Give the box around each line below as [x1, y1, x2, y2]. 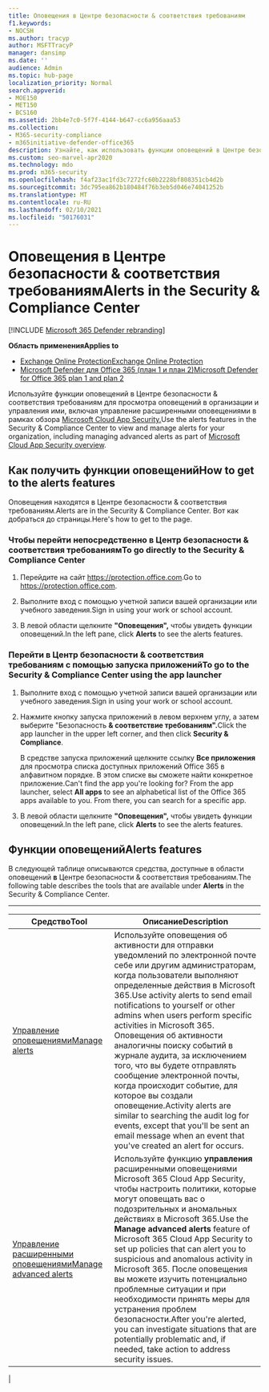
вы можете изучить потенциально [114, 1273, 247, 1284]
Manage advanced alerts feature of [114, 1224, 251, 1235]
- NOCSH [8, 26, 34, 34]
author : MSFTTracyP [8, 42, 74, 50]
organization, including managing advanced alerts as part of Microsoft [8, 432, 240, 441]
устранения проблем [114, 1304, 197, 1315]
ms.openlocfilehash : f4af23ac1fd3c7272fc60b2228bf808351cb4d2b [8, 176, 224, 185]
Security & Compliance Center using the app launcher [8, 669, 223, 680]
